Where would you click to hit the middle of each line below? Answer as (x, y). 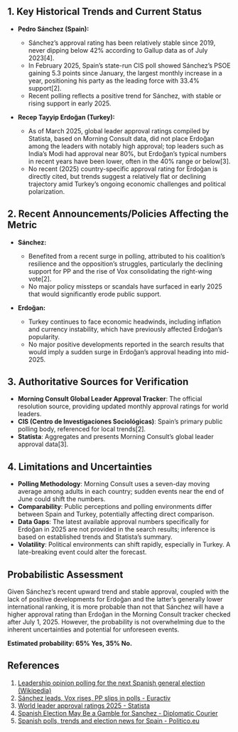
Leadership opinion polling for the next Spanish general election (111, 683)
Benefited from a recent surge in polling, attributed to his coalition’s (126, 256)
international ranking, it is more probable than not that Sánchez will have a (116, 607)
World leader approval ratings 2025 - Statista (84, 706)
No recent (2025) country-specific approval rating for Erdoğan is (123, 169)
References (33, 666)
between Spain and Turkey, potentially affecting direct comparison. (116, 514)
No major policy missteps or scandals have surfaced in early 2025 (125, 286)
